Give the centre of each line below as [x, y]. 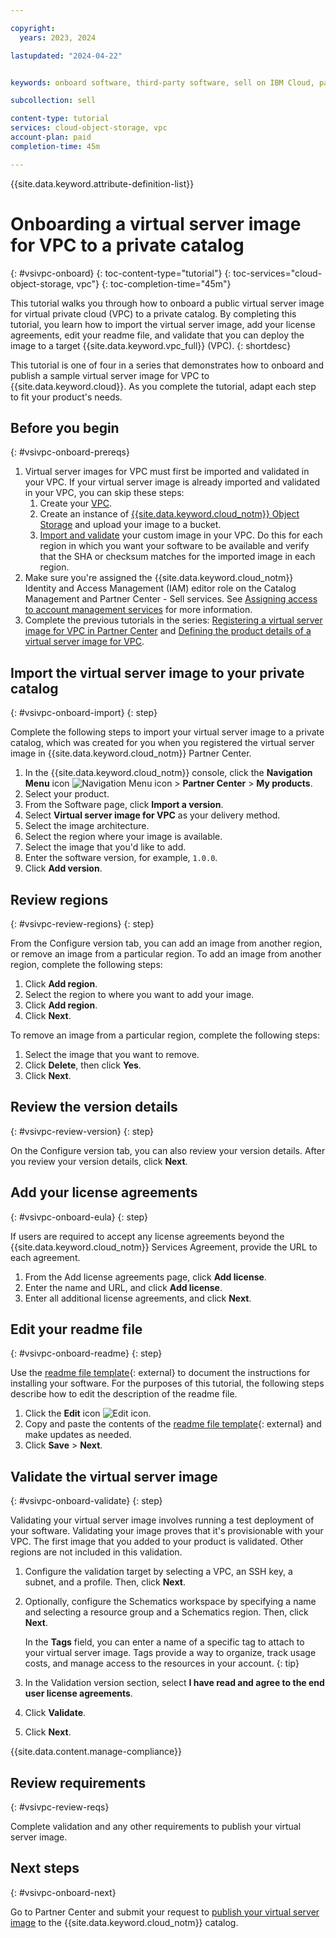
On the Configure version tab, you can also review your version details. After [168, 1150]
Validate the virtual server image [114, 1476]
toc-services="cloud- [278, 273]
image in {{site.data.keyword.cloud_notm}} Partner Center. [131, 753]
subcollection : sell [53, 101]
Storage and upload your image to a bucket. [130, 525]
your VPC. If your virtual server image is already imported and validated [172, 482]
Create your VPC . [75, 503]
